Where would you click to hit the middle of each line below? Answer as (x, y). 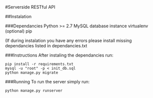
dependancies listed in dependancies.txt (46, 46)
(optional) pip (19, 31)
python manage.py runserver (34, 91)
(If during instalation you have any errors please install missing (68, 40)
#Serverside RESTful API (30, 7)
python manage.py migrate (31, 73)
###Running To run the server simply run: (47, 82)
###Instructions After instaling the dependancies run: (59, 55)
